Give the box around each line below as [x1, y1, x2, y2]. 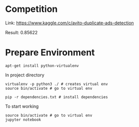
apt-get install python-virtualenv [5, 63, 79, 68]
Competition [5, 3, 58, 15]
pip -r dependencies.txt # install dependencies [5, 94, 108, 100]
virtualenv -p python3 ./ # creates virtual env [5, 81, 108, 86]
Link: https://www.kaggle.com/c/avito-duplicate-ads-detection [5, 20, 134, 26]
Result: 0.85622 [5, 29, 38, 35]
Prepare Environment [5, 47, 95, 58]
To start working [5, 103, 39, 109]
